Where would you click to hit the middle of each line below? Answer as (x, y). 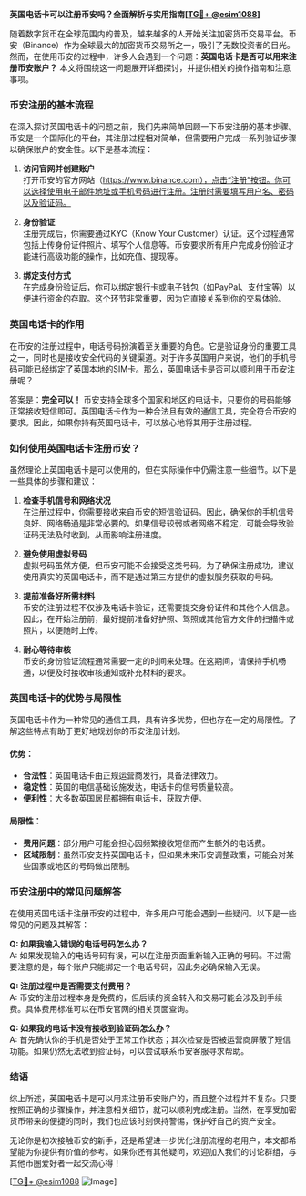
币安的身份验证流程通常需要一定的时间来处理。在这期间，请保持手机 (150, 660)
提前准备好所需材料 (59, 596)
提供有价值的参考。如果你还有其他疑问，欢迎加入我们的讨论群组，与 (168, 1152)
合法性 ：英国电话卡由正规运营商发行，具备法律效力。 (122, 776)
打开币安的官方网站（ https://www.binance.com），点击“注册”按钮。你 (153, 180)
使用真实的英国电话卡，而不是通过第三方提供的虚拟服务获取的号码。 (150, 577)
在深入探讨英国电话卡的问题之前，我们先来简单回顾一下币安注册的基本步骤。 (153, 127)
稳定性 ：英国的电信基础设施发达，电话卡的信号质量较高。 (130, 787)
